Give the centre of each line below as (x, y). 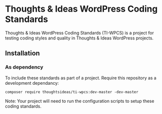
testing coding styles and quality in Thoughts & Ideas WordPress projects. (79, 38)
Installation (22, 53)
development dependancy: (32, 83)
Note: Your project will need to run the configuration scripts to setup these (80, 101)
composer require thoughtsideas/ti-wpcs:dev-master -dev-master (72, 92)
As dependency (24, 67)
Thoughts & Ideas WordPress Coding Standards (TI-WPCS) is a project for (80, 33)
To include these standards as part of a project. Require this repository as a (81, 78)
